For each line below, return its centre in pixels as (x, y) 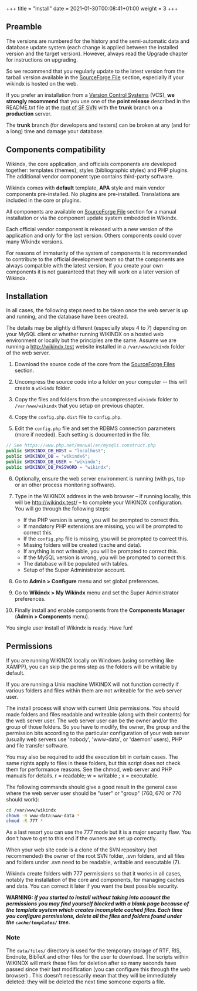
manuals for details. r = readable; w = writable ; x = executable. (82, 775)
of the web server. (28, 353)
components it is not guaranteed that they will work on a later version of (93, 272)
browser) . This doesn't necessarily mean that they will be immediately (91, 975)
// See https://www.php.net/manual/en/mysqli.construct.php (81, 445)
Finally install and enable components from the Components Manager (100, 610)
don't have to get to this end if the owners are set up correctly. (81, 838)
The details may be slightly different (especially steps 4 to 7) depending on (96, 328)
